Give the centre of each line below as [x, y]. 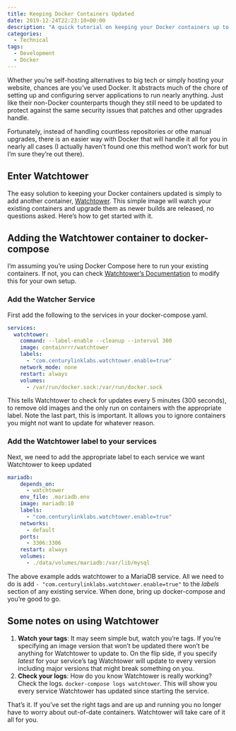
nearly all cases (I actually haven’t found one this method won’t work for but [118, 146]
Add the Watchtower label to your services [82, 442]
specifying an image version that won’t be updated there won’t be [113, 645]
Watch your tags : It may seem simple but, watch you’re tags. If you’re [119, 638]
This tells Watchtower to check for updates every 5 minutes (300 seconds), [117, 401]
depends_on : [37, 484]
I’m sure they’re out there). [46, 154]
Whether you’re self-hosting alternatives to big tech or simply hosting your [116, 80]
